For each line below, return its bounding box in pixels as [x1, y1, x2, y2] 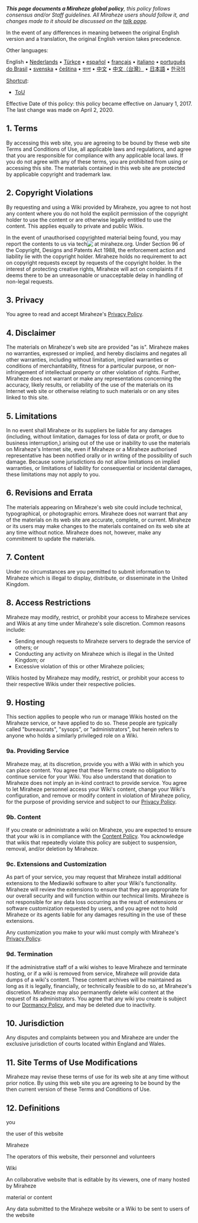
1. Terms [6, 124, 38, 134]
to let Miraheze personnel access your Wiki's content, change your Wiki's [6, 786, 186, 793]
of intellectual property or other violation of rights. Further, [38, 369, 181, 376]
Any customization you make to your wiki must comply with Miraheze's [6, 929, 179, 936]
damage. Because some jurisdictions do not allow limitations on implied [6, 458, 180, 465]
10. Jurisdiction [6, 1018, 64, 1028]
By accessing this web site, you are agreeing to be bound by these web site [6, 139, 190, 146]
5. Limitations [6, 411, 57, 421]
